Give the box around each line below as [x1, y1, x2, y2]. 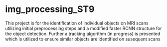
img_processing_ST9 [5, 3, 95, 15]
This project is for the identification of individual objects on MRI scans [5, 20, 149, 26]
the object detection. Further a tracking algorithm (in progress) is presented [5, 30, 161, 36]
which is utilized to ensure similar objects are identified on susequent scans [5, 36, 161, 42]
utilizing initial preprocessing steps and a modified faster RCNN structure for [5, 25, 162, 31]
